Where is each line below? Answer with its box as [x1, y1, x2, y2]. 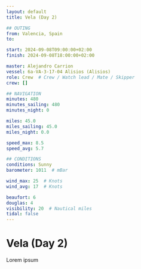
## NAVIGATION [6, 91, 42, 97]
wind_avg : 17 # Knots [6, 183, 63, 190]
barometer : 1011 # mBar [6, 168, 68, 174]
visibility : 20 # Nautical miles [6, 205, 93, 212]
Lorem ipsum [6, 256, 39, 264]
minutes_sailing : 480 [6, 102, 60, 108]
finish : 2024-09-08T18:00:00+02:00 [6, 52, 95, 58]
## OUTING [6, 25, 31, 31]
